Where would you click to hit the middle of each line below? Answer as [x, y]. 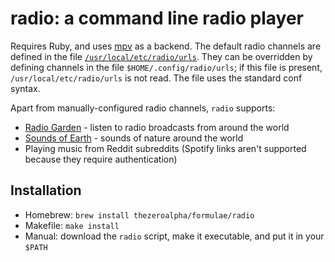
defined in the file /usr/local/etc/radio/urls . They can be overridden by [161, 56]
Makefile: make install [72, 225]
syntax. [25, 88]
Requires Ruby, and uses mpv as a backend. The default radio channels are [166, 46]
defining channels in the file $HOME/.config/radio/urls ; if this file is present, [166, 67]
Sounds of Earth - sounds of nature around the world [134, 138]
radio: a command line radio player [157, 18]
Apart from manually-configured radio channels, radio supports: [143, 108]
